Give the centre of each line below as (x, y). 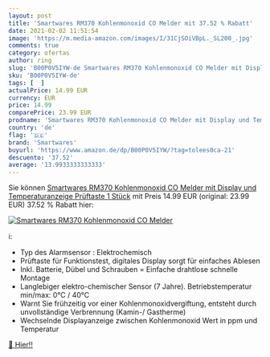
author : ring (30, 61)
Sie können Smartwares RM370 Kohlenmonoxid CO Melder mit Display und (133, 188)
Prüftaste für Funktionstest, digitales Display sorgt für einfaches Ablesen (140, 261)
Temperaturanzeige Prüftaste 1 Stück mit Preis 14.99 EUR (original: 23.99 (129, 197)
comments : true (34, 46)
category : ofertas (39, 53)
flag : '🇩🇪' (28, 135)
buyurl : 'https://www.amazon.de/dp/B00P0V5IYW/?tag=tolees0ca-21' (122, 150)
